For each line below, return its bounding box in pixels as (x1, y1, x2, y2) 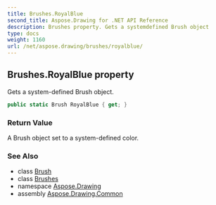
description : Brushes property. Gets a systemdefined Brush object (7, 23, 210, 30)
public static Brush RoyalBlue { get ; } (7, 101, 128, 108)
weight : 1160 (7, 37, 46, 44)
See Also (7, 151, 39, 161)
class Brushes (17, 175, 58, 183)
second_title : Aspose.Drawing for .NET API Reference (7, 17, 169, 24)
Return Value (7, 117, 53, 127)
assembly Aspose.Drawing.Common (17, 190, 123, 198)
